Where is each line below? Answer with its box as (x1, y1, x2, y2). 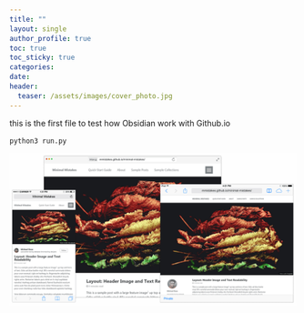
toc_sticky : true (9, 53, 76, 63)
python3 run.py (9, 136, 67, 146)
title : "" (9, 15, 47, 24)
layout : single (9, 24, 67, 34)
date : (9, 73, 30, 82)
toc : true (9, 44, 47, 53)
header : (9, 82, 39, 91)
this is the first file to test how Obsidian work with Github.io (9, 117, 230, 128)
